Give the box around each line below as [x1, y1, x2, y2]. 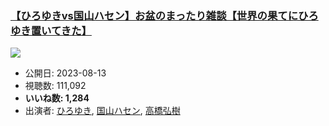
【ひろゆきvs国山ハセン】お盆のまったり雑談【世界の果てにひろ [10, 8, 319, 22]
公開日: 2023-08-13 [24, 67, 107, 79]
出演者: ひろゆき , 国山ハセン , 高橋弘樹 [24, 105, 181, 117]
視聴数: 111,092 [24, 80, 87, 92]
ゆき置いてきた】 [10, 23, 92, 37]
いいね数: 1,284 [24, 92, 90, 104]
